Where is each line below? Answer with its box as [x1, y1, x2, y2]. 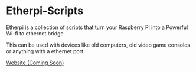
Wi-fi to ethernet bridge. [6, 30, 66, 37]
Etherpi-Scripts [6, 4, 84, 18]
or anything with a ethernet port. [6, 47, 85, 54]
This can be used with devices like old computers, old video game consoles [6, 41, 191, 48]
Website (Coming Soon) [6, 59, 64, 66]
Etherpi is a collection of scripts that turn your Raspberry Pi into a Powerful [6, 24, 188, 31]
